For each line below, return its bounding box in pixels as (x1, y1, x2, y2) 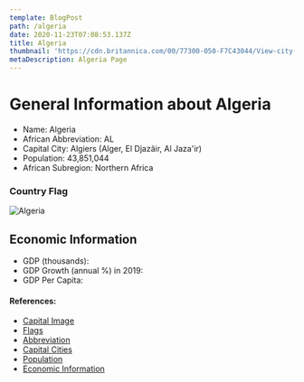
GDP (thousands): (22, 256, 90, 266)
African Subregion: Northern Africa (22, 162, 154, 172)
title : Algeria (9, 38, 67, 48)
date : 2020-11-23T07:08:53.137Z (9, 30, 131, 39)
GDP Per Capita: (22, 275, 84, 285)
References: (9, 295, 57, 306)
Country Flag (9, 184, 69, 197)
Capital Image (22, 315, 75, 326)
